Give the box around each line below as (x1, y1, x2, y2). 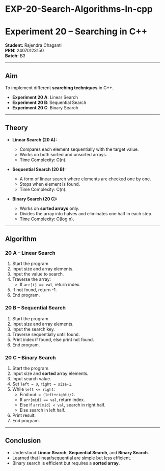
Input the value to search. (12, 271, 64, 277)
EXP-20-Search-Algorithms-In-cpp (5, 3, 153, 15)
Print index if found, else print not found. (12, 336, 94, 342)
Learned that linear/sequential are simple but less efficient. (12, 455, 132, 461)
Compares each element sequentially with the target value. (19, 146, 139, 152)
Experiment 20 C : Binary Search (12, 104, 79, 110)
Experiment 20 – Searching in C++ (5, 26, 147, 37)
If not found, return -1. (12, 287, 57, 293)
